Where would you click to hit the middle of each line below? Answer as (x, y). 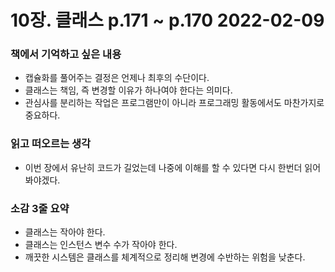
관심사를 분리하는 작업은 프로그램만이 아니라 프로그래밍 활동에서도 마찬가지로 (174, 103)
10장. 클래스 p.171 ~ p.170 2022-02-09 (167, 20)
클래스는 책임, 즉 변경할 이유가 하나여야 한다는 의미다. (128, 90)
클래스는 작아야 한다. (65, 232)
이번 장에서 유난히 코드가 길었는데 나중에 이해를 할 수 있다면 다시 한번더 (163, 167)
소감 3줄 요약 (40, 208)
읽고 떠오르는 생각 (51, 144)
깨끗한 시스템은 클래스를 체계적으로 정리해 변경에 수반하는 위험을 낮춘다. (165, 257)
